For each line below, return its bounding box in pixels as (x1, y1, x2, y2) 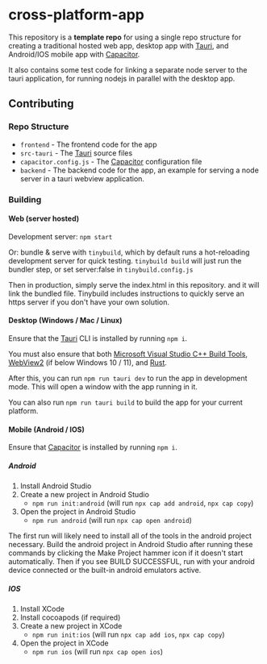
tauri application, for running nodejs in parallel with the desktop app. (8, 73, 236, 83)
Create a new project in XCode (19, 621, 123, 631)
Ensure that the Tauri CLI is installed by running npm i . (8, 333, 188, 343)
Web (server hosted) (8, 214, 80, 223)
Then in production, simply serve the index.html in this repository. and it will (8, 280, 260, 289)
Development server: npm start (8, 231, 113, 241)
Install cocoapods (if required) (19, 612, 121, 622)
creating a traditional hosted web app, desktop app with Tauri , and (8, 40, 229, 50)
